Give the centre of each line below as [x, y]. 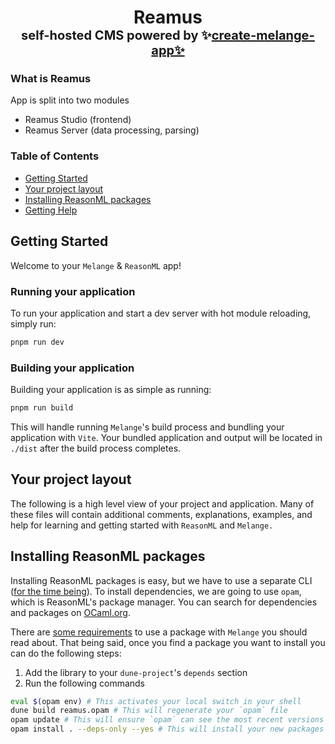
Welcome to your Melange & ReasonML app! [96, 265]
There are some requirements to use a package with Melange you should [159, 632]
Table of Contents [55, 156]
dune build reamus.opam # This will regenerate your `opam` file [149, 711]
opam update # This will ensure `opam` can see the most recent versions [167, 720]
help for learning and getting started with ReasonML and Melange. [142, 525]
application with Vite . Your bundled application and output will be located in [166, 437]
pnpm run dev [37, 342]
